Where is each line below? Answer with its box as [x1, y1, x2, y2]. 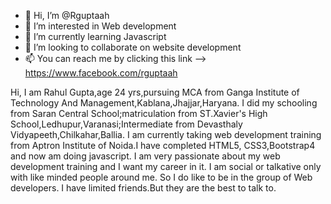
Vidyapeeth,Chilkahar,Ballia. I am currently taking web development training [10, 129, 322, 140]
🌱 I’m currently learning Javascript [24, 31, 167, 42]
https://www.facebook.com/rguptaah [24, 67, 178, 79]
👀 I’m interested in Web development [24, 20, 177, 32]
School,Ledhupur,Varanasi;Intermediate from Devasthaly [10, 118, 243, 130]
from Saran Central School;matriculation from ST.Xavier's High [10, 108, 268, 119]
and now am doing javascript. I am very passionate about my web [10, 150, 281, 162]
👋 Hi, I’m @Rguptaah [24, 10, 110, 21]
